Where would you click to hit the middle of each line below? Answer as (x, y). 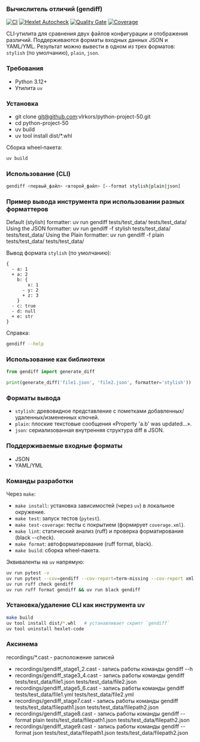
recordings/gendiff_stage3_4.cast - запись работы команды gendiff (99, 675)
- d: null (24, 311)
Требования (25, 68)
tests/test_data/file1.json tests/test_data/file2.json (76, 681)
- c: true (24, 306)
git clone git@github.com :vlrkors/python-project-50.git (83, 117)
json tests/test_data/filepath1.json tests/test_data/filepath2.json (110, 732)
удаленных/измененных (46, 418)
